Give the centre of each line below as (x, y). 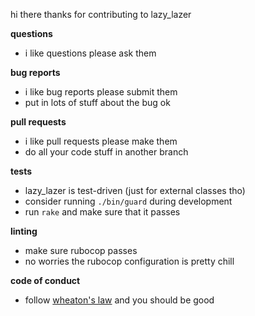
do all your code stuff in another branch (106, 152)
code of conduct (45, 280)
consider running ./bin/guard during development (128, 201)
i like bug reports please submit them (101, 92)
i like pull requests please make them (101, 141)
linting (24, 231)
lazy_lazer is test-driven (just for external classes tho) (135, 190)
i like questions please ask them (90, 53)
